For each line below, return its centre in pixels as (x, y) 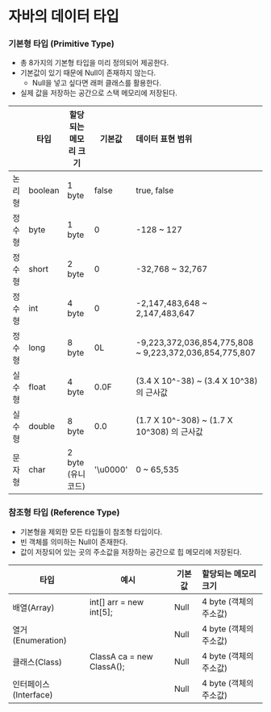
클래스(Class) (38, 662)
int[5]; (101, 612)
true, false (155, 190)
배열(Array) (33, 607)
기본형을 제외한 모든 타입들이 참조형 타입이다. (91, 531)
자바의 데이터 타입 (64, 17)
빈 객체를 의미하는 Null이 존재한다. (74, 542)
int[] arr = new (117, 602)
